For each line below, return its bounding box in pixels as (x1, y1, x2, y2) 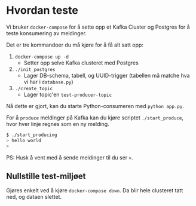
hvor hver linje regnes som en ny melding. (6, 120, 109, 127)
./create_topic (14, 85, 53, 91)
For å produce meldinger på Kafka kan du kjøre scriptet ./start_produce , (6, 114, 184, 121)
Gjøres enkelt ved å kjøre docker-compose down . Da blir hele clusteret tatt (6, 187, 183, 194)
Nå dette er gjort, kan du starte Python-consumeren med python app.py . (6, 102, 184, 109)
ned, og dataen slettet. (6, 193, 62, 201)
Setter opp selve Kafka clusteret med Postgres (23, 59, 139, 66)
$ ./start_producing (6, 132, 58, 138)
